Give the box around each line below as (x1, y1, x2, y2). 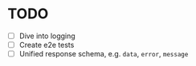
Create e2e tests (18, 41, 75, 49)
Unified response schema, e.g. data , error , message (18, 49, 189, 59)
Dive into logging (18, 31, 76, 41)
